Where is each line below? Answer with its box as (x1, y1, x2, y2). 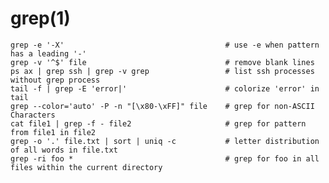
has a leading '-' (10, 48, 87, 59)
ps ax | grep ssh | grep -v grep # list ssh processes (10, 66, 315, 76)
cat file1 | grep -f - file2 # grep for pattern (10, 118, 307, 129)
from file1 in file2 (10, 127, 97, 137)
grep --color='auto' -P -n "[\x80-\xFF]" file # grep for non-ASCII (10, 101, 315, 111)
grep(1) (10, 7, 71, 30)
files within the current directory (10, 162, 163, 172)
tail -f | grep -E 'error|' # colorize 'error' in (10, 83, 320, 94)
